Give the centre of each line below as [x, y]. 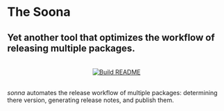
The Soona [39, 12]
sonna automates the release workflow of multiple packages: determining [112, 93]
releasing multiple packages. [71, 48]
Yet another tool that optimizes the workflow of [111, 38]
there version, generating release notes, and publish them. [91, 100]
